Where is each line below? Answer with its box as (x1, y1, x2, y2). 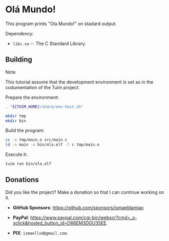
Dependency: (5, 30, 34, 36)
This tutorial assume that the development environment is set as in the (5, 78, 154, 85)
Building (5, 55, 32, 64)
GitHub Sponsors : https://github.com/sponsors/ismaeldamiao (12, 204, 144, 211)
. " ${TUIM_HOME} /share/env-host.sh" (5, 104, 83, 109)
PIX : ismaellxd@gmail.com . (12, 230, 68, 236)
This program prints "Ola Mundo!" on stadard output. (5, 21, 117, 27)
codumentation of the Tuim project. (5, 84, 80, 90)
